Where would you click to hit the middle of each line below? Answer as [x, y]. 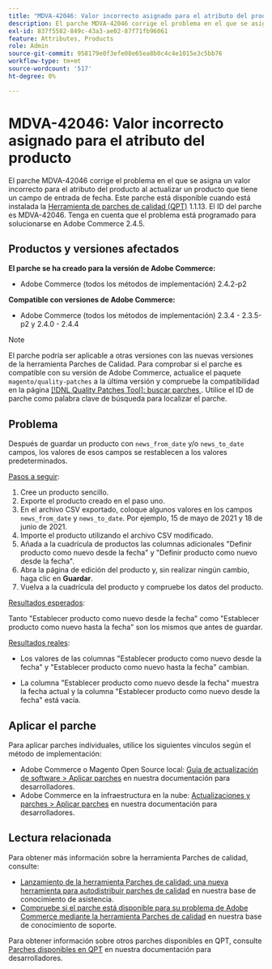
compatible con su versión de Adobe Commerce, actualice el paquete [125, 373]
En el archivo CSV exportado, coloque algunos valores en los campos [136, 510]
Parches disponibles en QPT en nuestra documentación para [110, 949]
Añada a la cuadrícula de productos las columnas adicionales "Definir [136, 544]
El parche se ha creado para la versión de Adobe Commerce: [112, 268]
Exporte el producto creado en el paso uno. [93, 501]
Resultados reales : [39, 643]
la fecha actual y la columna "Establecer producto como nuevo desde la [140, 692]
